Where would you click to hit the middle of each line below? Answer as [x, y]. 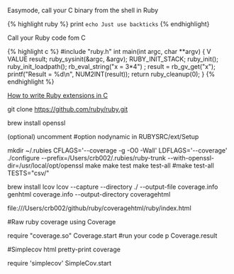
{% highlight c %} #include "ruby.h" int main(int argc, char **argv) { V [109, 51]
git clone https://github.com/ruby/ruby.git [68, 109]
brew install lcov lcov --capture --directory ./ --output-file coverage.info [113, 187]
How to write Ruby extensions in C [58, 95]
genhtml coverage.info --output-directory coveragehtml [89, 194]
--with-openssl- [191, 158]
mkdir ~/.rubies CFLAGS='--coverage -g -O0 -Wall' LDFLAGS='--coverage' [118, 150]
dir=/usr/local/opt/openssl [45, 165]
